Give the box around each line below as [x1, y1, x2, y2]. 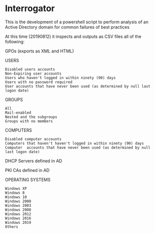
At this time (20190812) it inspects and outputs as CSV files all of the [5, 33, 141, 39]
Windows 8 [5, 190, 25, 195]
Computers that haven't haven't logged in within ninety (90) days [5, 141, 144, 146]
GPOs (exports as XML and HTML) [5, 48, 74, 54]
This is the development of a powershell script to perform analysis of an [5, 19, 149, 25]
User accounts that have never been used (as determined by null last [5, 83, 151, 89]
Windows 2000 [5, 199, 31, 204]
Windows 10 [5, 195, 27, 200]
